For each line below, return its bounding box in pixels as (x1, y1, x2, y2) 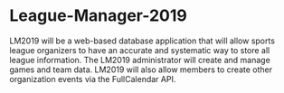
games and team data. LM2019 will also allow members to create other (9, 64, 273, 75)
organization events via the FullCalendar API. (9, 73, 176, 84)
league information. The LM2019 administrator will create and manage (9, 54, 271, 65)
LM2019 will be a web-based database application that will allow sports (9, 35, 276, 46)
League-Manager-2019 (9, 5, 187, 26)
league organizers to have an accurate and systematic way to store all (9, 44, 270, 55)
